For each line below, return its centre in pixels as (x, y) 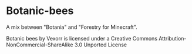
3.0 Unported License (101, 45)
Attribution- (172, 38)
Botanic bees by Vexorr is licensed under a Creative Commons (82, 38)
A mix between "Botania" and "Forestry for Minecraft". (72, 27)
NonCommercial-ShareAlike (40, 45)
